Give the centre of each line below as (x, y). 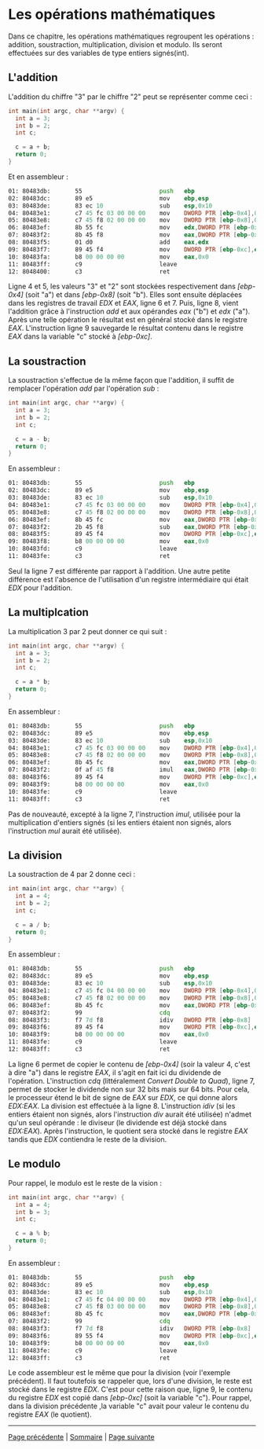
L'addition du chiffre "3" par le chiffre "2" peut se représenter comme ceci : (130, 97)
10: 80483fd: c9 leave (93, 549)
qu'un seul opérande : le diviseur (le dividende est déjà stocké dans (117, 1122)
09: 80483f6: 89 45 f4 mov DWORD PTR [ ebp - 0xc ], (132, 1027)
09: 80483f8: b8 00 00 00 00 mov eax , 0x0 (109, 541)
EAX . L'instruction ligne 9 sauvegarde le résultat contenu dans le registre (126, 328)
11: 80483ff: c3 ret (89, 799)
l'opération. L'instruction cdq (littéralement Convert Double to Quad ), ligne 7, (132, 1080)
